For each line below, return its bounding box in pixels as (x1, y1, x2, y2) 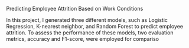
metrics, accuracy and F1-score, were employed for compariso (6, 36, 159, 42)
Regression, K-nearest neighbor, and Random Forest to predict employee (6, 23, 184, 30)
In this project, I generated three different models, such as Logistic (6, 17, 168, 23)
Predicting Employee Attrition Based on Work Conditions (6, 5, 144, 12)
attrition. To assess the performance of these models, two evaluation (6, 29, 174, 36)
